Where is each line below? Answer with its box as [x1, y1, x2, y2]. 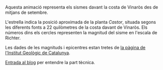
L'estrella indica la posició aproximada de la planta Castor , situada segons [5, 19, 156, 25]
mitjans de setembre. [5, 9, 49, 15]
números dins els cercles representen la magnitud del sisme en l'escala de [5, 30, 158, 35]
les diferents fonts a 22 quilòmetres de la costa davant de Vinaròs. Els [5, 24, 148, 30]
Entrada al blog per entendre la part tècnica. [5, 60, 95, 65]
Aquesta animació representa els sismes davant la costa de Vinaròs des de [5, 4, 159, 10]
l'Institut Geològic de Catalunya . [5, 50, 70, 56]
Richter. [5, 35, 21, 41]
